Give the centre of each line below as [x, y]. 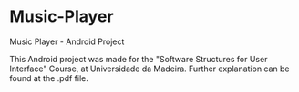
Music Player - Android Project [67, 41]
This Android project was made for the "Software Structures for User [139, 59]
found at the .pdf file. [49, 78]
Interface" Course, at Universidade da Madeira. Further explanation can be [149, 69]
